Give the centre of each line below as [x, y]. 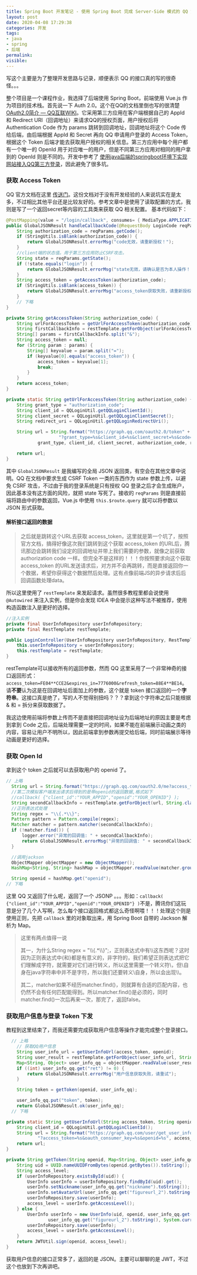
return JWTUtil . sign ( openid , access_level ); [72, 1242]
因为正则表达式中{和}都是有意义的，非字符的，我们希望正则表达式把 [102, 958]
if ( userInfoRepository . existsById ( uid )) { [71, 1176]
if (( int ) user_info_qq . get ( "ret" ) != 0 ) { [71, 1068]
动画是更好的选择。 [29, 739]
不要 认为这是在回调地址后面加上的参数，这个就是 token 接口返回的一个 [96, 690]
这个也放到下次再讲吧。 [34, 1266]
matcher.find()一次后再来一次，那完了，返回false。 [82, 1000]
